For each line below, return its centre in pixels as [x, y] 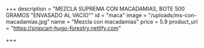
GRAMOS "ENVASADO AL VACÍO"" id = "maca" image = [76, 15]
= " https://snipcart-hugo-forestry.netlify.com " [64, 28]
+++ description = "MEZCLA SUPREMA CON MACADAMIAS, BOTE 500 [95, 9]
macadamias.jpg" [28, 22]
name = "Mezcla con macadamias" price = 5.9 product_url [124, 22]
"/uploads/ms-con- [172, 15]
